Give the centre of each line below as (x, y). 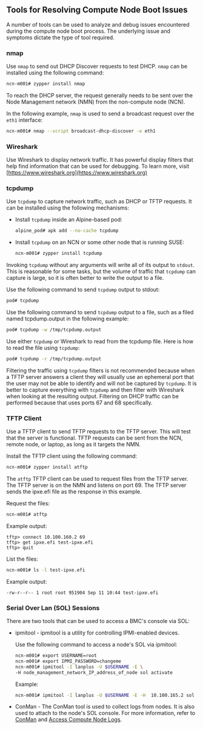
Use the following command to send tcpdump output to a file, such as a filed (100, 312)
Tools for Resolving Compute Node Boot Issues (97, 10)
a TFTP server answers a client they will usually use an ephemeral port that (100, 377)
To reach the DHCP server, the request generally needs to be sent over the (99, 95)
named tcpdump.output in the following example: (68, 319)
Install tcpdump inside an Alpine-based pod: (68, 220)
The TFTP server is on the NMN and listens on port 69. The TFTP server (96, 485)
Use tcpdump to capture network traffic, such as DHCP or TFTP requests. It (99, 202)
